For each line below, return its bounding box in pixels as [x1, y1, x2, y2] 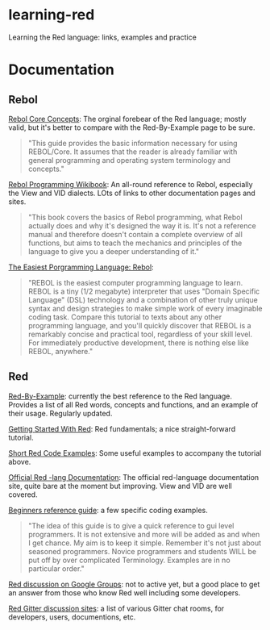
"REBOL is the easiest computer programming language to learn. [27, 277, 243, 287]
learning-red [8, 6, 95, 24]
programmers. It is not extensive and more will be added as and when [27, 529, 260, 539]
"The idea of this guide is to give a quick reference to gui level [27, 520, 235, 530]
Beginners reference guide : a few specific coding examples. [8, 505, 208, 515]
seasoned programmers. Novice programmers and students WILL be [27, 546, 256, 556]
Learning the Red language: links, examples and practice [8, 32, 197, 42]
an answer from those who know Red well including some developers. [8, 587, 241, 598]
